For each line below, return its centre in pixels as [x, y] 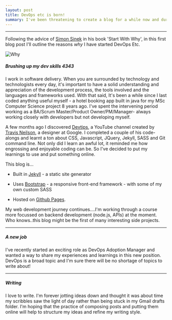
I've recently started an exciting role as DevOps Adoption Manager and [80, 250]
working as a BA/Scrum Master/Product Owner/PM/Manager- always [78, 112]
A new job [16, 237]
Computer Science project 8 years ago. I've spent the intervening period [82, 106]
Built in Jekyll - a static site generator [52, 174]
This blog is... [19, 164]
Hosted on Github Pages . [39, 199]
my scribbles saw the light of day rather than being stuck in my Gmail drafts [85, 301]
